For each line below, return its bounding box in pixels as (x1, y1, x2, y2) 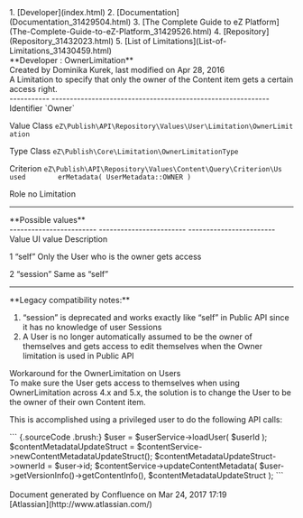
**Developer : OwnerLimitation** (9, 55, 133, 65)
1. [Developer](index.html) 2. (9, 7, 115, 17)
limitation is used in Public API (22, 350, 134, 361)
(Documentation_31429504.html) (9, 16, 132, 27)
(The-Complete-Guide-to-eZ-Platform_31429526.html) (9, 26, 212, 37)
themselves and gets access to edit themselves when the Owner (22, 341, 263, 351)
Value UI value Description (9, 234, 108, 245)
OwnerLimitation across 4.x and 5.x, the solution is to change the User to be (9, 387, 291, 398)
